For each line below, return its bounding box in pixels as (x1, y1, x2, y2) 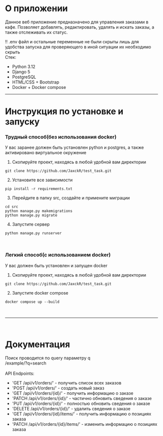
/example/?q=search (5, 360, 47, 366)
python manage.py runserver (5, 231, 62, 236)
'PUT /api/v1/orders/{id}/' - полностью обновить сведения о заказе (12, 401, 150, 406)
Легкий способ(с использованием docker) (5, 251, 111, 258)
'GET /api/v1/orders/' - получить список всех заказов (12, 380, 122, 385)
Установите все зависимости (12, 177, 73, 183)
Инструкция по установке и (5, 106, 124, 117)
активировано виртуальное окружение (5, 150, 86, 156)
